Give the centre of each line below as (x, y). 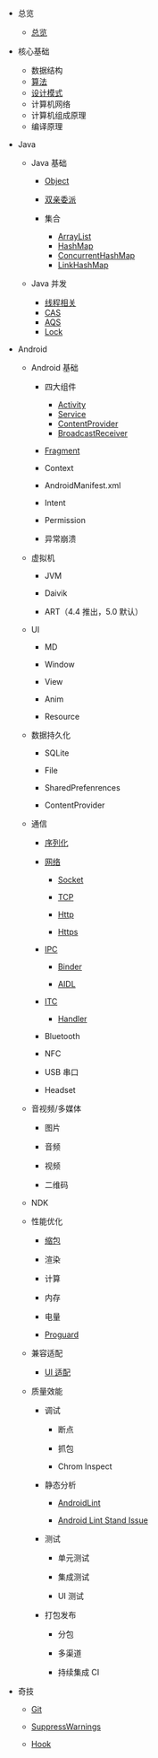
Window (60, 664)
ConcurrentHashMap (96, 255)
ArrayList (75, 236)
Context (59, 468)
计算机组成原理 (58, 115)
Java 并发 (49, 284)
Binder (70, 966)
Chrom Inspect (85, 1466)
